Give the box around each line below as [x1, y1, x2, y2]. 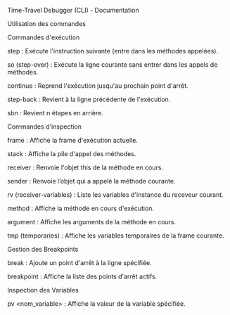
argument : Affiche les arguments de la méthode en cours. [7, 218, 177, 226]
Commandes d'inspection [7, 122, 82, 131]
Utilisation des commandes [7, 20, 87, 27]
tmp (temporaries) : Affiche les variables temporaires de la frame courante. [7, 231, 224, 240]
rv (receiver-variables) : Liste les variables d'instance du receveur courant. [7, 191, 224, 199]
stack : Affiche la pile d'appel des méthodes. [7, 150, 136, 157]
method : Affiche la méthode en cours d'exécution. [7, 204, 155, 212]
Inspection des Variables [7, 286, 79, 294]
